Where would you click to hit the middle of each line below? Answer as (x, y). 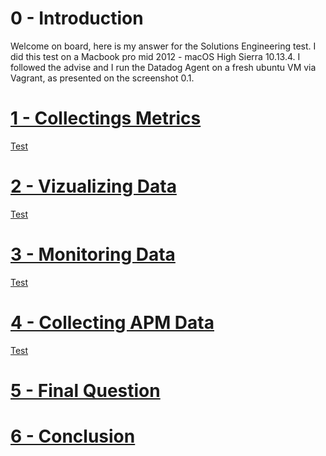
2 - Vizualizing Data (93, 186)
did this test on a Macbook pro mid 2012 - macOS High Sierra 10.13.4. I (155, 56)
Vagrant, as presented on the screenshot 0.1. (102, 78)
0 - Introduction (77, 18)
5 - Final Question (85, 390)
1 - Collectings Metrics (106, 118)
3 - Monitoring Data (93, 254)
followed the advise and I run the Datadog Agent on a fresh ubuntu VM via (163, 67)
